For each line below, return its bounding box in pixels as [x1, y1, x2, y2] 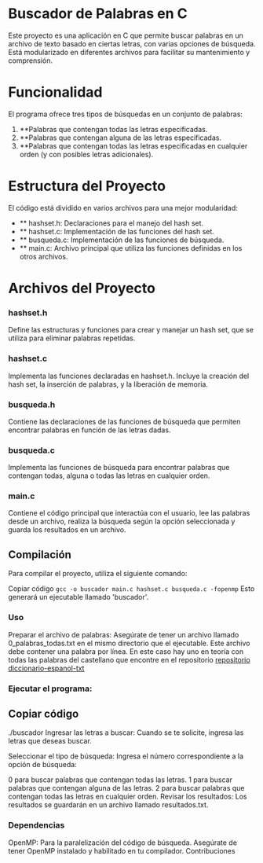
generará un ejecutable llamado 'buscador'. [8, 593, 149, 602]
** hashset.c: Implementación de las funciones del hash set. [19, 226, 214, 236]
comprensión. [8, 56, 53, 65]
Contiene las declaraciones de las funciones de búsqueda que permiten [8, 417, 241, 426]
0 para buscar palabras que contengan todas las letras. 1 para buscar [8, 775, 233, 784]
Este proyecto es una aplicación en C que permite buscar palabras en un [8, 31, 243, 40]
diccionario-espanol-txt [8, 663, 85, 673]
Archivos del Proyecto [8, 280, 155, 297]
